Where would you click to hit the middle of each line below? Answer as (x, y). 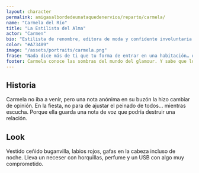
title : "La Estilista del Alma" (46, 28)
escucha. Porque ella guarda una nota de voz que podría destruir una (91, 112)
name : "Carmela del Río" (37, 23)
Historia (21, 85)
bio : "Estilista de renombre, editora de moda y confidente (82, 39)
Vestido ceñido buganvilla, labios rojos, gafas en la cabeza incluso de (91, 151)
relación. (17, 118)
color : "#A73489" (28, 45)
